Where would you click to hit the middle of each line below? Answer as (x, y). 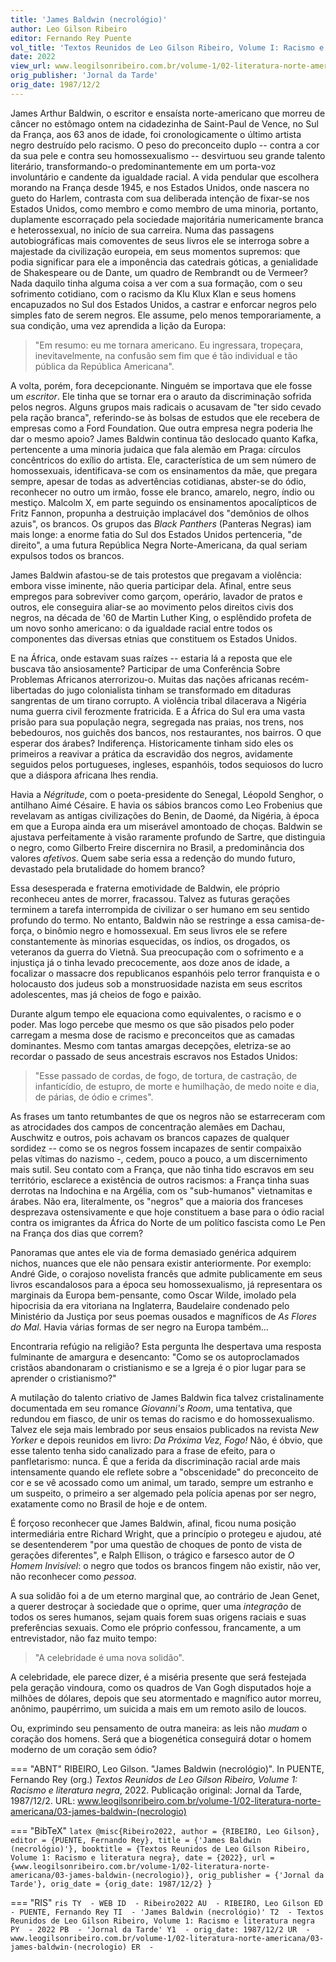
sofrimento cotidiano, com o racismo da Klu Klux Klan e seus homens (153, 293)
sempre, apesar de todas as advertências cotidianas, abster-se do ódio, (158, 481)
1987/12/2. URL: (43, 1800)
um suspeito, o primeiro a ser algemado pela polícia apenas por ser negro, (163, 1493)
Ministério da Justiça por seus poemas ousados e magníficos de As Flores (163, 1316)
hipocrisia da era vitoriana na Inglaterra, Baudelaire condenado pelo (150, 1305)
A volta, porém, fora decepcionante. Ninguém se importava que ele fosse (161, 385)
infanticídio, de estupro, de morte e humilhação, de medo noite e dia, (177, 1086)
